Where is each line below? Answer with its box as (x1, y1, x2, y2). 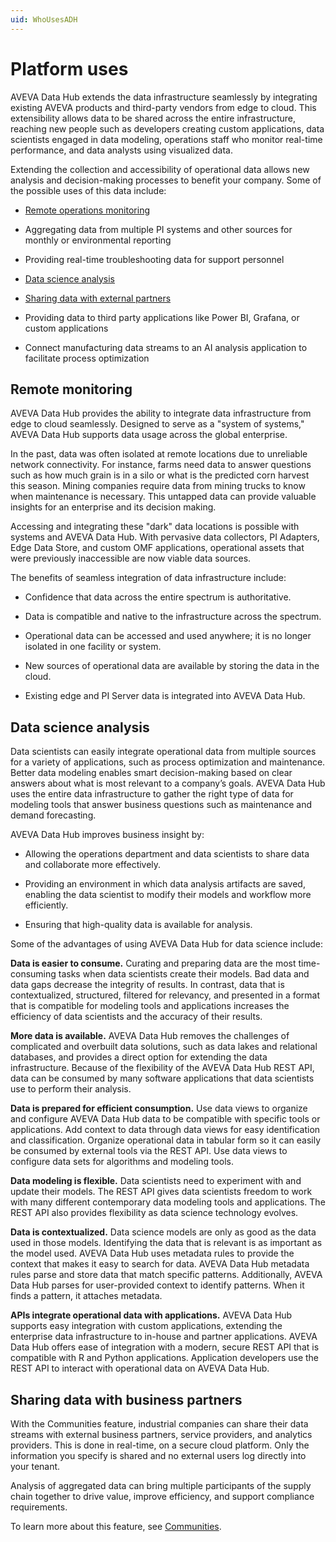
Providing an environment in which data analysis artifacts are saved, (24, 878, 306, 890)
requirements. (10, 1501, 68, 1513)
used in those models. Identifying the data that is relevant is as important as (10, 1237, 323, 1249)
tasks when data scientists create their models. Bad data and (58, 968, 310, 980)
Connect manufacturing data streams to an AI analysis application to (24, 341, 308, 353)
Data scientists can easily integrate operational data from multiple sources (10, 746, 317, 758)
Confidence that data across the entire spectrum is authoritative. (24, 591, 292, 603)
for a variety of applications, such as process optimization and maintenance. (10, 756, 326, 768)
